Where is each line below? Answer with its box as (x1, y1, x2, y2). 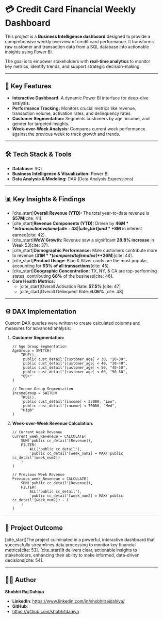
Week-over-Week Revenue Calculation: (12, 420, 94, 426)
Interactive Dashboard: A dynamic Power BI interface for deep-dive (12, 95, 149, 101)
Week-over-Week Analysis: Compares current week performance (12, 126, 146, 131)
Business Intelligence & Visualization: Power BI (12, 171, 109, 176)
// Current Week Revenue (12, 429, 63, 434)
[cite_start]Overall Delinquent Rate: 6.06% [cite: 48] (19, 289, 124, 295)
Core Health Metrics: (12, 278, 55, 284)
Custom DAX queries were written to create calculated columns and (5, 320, 141, 326)
